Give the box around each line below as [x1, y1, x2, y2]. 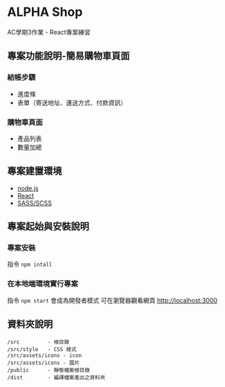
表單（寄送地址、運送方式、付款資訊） [17, 98, 127, 107]
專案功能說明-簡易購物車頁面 [7, 50, 130, 62]
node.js [17, 184, 39, 192]
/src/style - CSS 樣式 [7, 345, 77, 353]
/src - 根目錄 [7, 339, 70, 345]
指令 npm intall [7, 260, 53, 269]
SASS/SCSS [17, 199, 52, 207]
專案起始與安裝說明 [7, 221, 89, 233]
